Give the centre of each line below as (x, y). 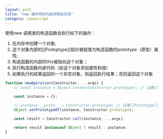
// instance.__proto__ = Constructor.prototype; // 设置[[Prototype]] (86, 105)
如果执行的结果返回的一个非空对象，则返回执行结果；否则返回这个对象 (82, 74)
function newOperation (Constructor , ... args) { (54, 83)
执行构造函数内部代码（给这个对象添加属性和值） (61, 68)
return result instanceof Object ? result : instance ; (71, 127)
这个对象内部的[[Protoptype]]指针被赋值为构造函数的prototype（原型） (83, 50)
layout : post (18, 10)
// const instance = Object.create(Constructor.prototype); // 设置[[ (86, 88)
